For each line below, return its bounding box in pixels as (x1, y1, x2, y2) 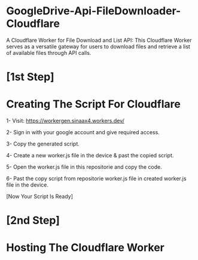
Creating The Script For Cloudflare (6, 97, 181, 111)
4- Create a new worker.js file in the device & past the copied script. (6, 152, 174, 159)
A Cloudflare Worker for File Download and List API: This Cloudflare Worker (6, 36, 192, 44)
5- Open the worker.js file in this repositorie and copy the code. (6, 163, 163, 171)
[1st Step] (6, 70, 55, 84)
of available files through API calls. (6, 49, 92, 56)
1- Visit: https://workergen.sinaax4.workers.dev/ (6, 117, 124, 125)
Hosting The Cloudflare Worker (6, 241, 165, 255)
